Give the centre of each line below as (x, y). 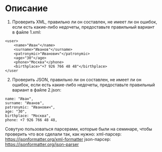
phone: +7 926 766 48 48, (31, 120)
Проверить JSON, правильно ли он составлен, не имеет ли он (77, 79)
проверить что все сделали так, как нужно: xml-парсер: (63, 134)
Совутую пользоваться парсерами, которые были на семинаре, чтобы (79, 129)
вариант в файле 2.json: (37, 90)
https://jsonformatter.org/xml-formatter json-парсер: (58, 139)
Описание (26, 8)
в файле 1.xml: (26, 32)
